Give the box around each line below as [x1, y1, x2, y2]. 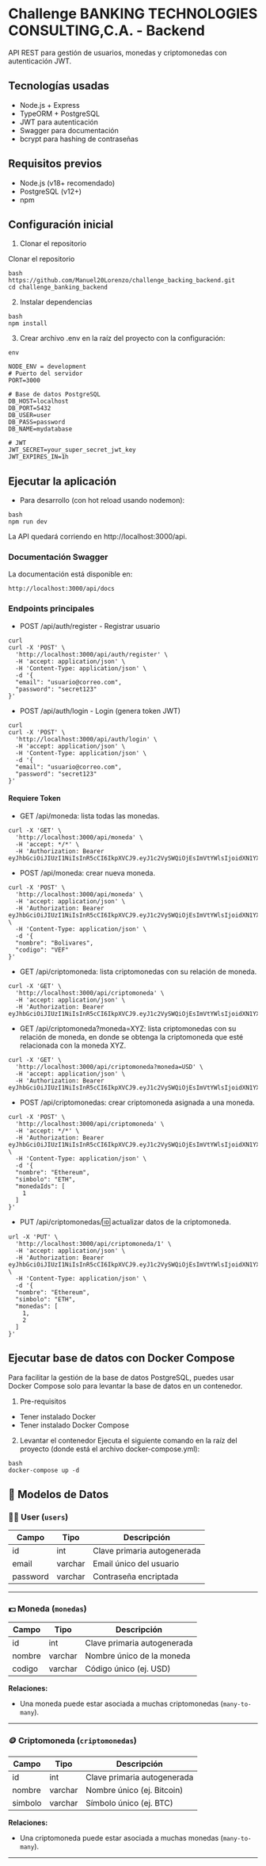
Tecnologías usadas [8, 79, 109, 93]
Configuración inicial [8, 217, 113, 231]
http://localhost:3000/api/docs [8, 584, 115, 593]
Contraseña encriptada [93, 1571, 179, 1582]
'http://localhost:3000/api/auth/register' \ [15, 650, 169, 658]
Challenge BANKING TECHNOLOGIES [8, 5, 258, 23]
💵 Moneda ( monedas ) [8, 1604, 87, 1615]
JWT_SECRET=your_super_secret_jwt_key [8, 446, 136, 454]
